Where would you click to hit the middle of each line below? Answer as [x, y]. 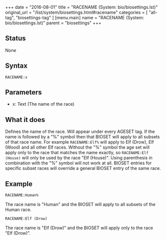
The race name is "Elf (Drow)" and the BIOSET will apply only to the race [79, 228]
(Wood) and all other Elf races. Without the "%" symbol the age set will [77, 147]
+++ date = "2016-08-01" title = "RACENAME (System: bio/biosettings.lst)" [82, 7]
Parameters [24, 93]
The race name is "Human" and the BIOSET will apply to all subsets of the [80, 204]
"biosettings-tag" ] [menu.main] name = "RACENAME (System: [80, 18]
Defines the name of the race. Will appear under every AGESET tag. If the [80, 132]
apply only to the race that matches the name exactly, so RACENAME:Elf [77, 153]
